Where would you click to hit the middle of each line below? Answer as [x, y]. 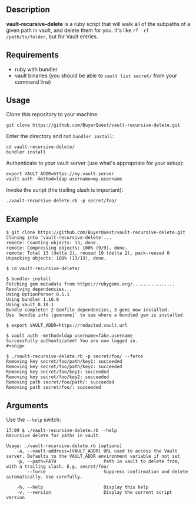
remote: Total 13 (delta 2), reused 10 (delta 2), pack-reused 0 [88, 253]
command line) [33, 81]
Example [22, 219]
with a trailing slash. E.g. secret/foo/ [58, 467]
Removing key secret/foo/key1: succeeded [58, 372]
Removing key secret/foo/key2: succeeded [58, 377]
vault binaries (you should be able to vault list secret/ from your [96, 76]
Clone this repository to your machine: [52, 114]
